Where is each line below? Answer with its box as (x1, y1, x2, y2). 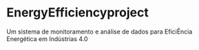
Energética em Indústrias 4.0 (6, 34, 88, 42)
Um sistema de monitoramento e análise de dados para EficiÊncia (6, 27, 193, 36)
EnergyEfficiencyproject (6, 5, 149, 21)
